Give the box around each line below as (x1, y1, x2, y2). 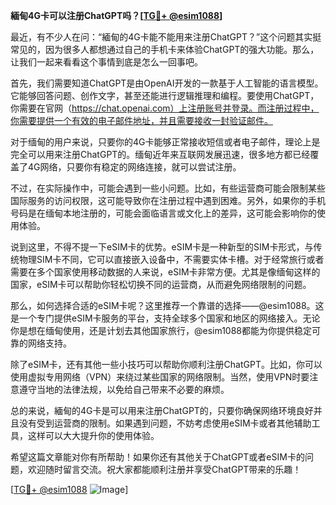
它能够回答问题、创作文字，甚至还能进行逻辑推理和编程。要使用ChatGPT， (10, 90, 320, 101)
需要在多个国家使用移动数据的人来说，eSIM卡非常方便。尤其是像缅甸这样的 (10, 266, 321, 278)
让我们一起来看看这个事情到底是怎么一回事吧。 (10, 56, 203, 68)
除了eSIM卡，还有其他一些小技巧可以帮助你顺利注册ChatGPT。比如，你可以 (10, 359, 323, 370)
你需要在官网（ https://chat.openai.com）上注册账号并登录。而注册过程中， (10, 102, 320, 114)
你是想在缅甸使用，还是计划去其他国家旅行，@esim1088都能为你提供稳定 (10, 325, 313, 336)
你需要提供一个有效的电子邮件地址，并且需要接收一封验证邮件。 (10, 115, 273, 126)
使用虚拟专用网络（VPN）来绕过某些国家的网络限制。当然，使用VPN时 (10, 371, 302, 383)
